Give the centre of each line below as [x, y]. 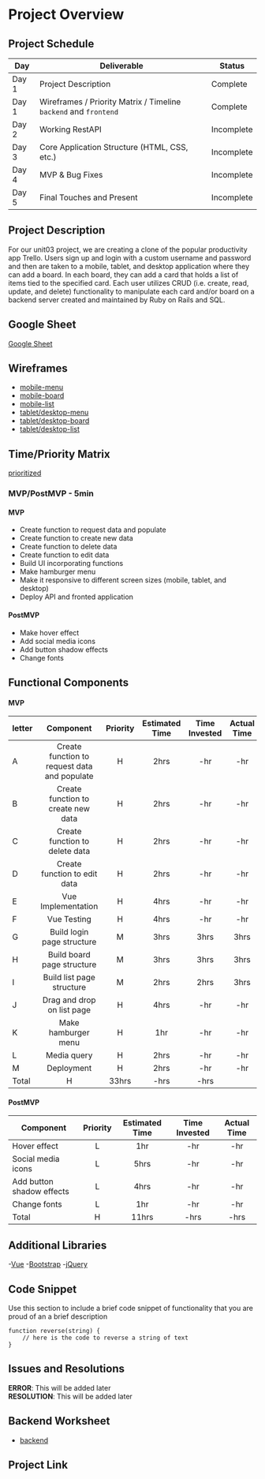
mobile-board [42, 395]
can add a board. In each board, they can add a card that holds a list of [123, 275]
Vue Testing [69, 919]
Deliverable [121, 66]
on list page [69, 1010]
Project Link [38, 1465]
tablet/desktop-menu [54, 413]
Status [232, 66]
